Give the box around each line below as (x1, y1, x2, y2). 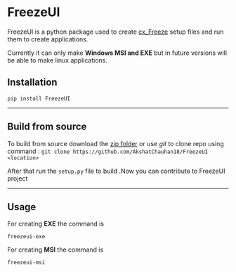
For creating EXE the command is (7, 219, 104, 228)
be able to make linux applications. (7, 56, 107, 64)
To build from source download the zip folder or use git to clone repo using (7, 139, 225, 148)
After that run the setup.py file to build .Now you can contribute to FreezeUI (7, 167, 225, 175)
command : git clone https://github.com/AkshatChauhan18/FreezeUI (7, 147, 209, 155)
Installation (7, 77, 58, 89)
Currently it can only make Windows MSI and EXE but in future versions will (7, 48, 227, 57)
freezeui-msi (7, 259, 46, 266)
